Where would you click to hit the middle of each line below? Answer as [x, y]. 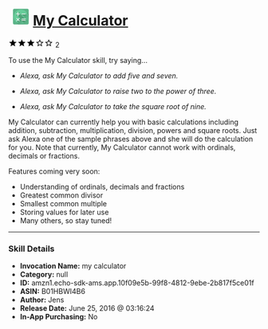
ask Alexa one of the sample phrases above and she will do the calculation [131, 139]
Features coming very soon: [54, 171]
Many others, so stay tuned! [66, 220]
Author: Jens [42, 300]
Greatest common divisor [61, 195]
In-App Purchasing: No [59, 317]
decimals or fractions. [44, 155]
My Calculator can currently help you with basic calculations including [124, 122]
